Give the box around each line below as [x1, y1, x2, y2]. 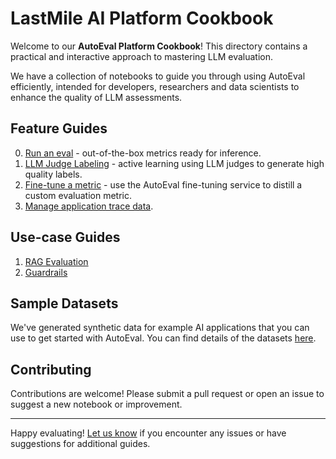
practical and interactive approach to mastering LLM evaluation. [10, 50, 274, 62]
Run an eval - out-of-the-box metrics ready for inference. [24, 147, 262, 159]
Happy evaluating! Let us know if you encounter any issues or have [10, 427, 287, 439]
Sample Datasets [10, 295, 119, 312]
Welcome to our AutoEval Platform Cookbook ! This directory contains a [10, 40, 308, 52]
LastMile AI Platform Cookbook [10, 7, 274, 30]
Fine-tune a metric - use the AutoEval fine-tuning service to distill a [24, 178, 303, 191]
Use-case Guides [10, 229, 121, 246]
